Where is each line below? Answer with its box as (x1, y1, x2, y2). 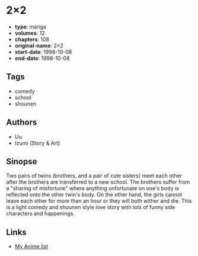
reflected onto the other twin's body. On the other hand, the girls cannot (6, 191, 183, 199)
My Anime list (14, 243, 49, 250)
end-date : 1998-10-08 (14, 55, 70, 62)
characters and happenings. (6, 210, 75, 217)
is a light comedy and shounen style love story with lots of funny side (6, 204, 175, 211)
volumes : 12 (14, 29, 46, 36)
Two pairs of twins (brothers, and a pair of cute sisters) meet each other (6, 172, 183, 180)
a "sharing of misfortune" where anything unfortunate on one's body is (6, 185, 179, 192)
